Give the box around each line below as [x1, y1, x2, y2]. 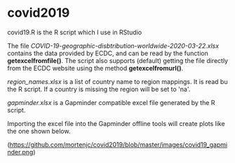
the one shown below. [7, 127, 71, 135]
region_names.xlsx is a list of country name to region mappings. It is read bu [7, 77, 228, 85]
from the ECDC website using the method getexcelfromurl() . [7, 64, 184, 72]
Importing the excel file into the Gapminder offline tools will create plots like [7, 119, 226, 127]
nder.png [7, 148, 34, 156]
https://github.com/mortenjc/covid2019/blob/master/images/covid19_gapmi [9, 140, 228, 148]
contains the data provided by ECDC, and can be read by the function [7, 49, 208, 57]
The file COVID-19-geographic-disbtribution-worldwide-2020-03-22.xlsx [7, 41, 220, 50]
